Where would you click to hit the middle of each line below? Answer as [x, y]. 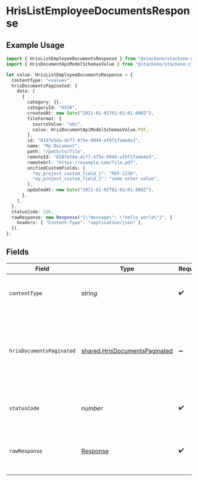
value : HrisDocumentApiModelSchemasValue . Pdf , [90, 130]
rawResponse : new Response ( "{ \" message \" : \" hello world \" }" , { [92, 217]
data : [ [26, 91]
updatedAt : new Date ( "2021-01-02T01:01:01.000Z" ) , [91, 190]
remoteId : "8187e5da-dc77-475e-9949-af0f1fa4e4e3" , [92, 157]
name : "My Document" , [54, 146]
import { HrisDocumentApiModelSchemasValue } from [70, 64]
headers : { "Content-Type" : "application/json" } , [80, 223]
